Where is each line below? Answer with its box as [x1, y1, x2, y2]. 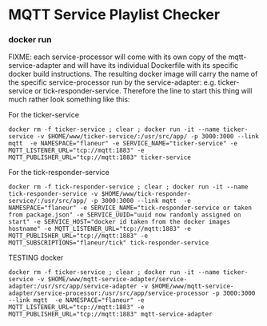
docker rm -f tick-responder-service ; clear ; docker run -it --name [8, 183, 249, 191]
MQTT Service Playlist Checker [8, 6, 221, 24]
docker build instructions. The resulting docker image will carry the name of [8, 70, 258, 79]
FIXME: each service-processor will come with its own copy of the [8, 52, 227, 62]
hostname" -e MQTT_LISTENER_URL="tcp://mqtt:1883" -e [8, 225, 192, 233]
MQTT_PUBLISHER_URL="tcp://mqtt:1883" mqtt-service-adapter [8, 310, 213, 319]
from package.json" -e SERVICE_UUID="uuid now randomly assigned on [8, 211, 241, 219]
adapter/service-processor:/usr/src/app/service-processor [8, 289, 209, 297]
